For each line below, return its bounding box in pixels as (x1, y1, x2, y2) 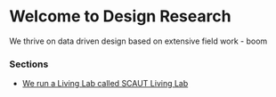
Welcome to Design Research (9, 6, 231, 27)
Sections (9, 58, 49, 70)
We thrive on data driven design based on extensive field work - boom (9, 36, 268, 46)
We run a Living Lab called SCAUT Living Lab (21, 78, 189, 89)
